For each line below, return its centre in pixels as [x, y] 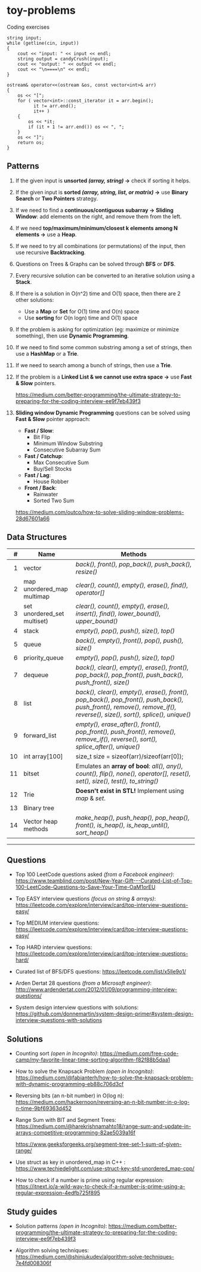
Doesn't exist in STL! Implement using [130, 791]
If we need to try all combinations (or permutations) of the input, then [100, 246]
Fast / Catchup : [44, 456]
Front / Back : [41, 487]
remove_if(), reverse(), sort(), [116, 739]
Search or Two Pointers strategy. [56, 199]
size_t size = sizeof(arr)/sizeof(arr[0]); [129, 756]
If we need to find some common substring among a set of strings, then [103, 347]
